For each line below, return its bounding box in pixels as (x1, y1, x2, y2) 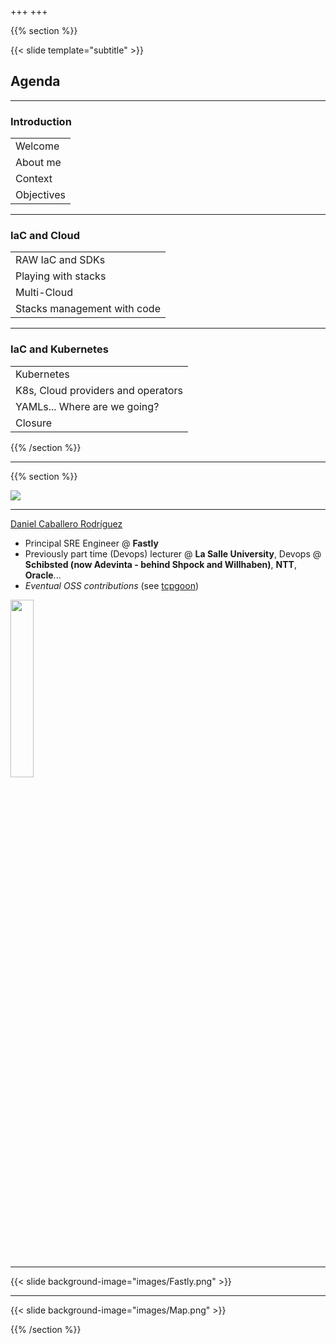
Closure (15, 416, 53, 430)
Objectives (15, 188, 66, 202)
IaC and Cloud (10, 229, 81, 243)
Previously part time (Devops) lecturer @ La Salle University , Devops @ (24, 547, 322, 560)
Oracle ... (24, 569, 62, 581)
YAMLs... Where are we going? (15, 399, 160, 413)
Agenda (10, 73, 61, 90)
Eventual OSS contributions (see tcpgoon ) (24, 579, 200, 591)
